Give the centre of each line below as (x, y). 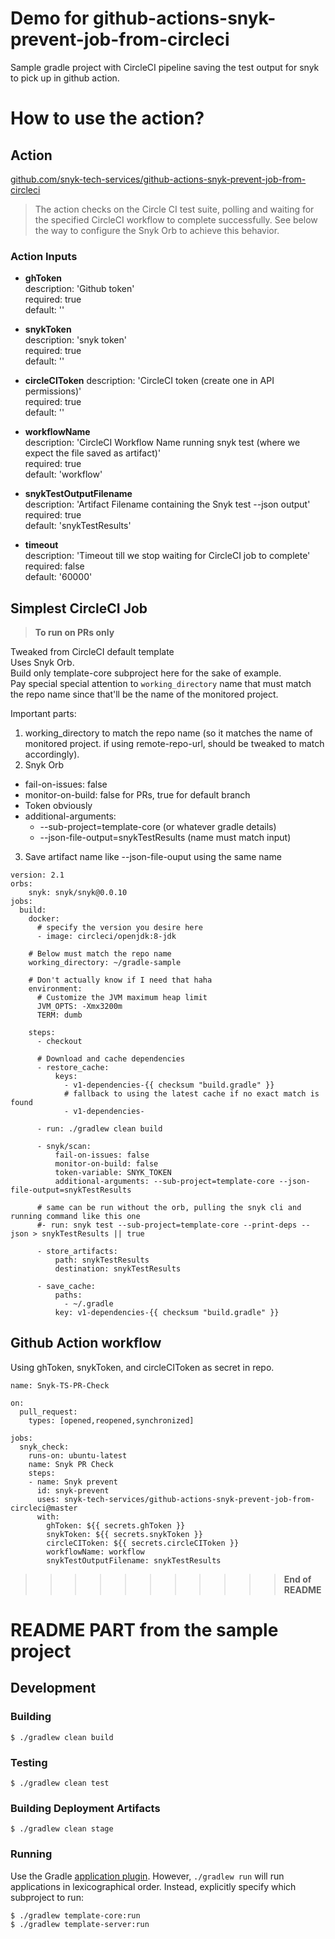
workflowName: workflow (95, 1552)
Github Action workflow (86, 1343)
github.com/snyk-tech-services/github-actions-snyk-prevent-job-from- (158, 179)
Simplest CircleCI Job (79, 608)
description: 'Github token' (79, 289)
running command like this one (75, 1217)
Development (53, 1688)
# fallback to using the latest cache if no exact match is (191, 1094)
